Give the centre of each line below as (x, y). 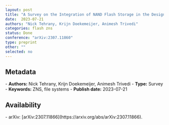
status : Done (19, 33)
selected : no (19, 51)
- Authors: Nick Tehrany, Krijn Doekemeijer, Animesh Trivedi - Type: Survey (84, 84)
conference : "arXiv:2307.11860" (39, 38)
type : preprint (21, 42)
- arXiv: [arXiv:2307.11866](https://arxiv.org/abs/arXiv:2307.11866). (74, 117)
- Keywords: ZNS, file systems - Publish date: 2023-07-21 (66, 89)
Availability (23, 105)
